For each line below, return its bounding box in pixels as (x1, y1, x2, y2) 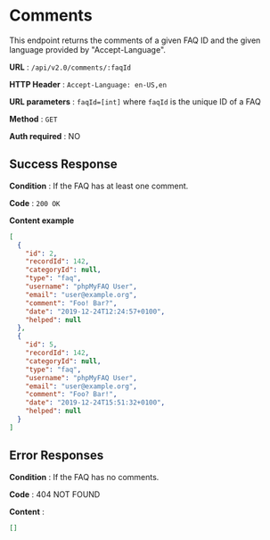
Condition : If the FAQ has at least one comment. (9, 180, 189, 191)
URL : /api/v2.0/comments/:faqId (9, 62, 132, 72)
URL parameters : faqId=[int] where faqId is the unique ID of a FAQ (9, 96, 261, 107)
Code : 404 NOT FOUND (9, 488, 101, 500)
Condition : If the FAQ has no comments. (9, 471, 160, 482)
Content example (9, 215, 75, 226)
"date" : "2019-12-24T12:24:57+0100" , (25, 307, 166, 316)
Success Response (9, 157, 118, 172)
